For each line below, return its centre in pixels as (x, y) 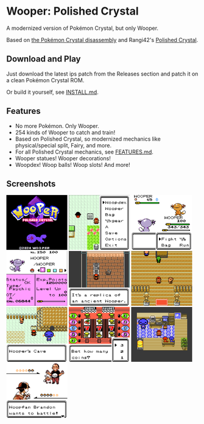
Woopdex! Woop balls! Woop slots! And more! (73, 164)
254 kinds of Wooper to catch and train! (65, 132)
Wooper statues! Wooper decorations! (63, 158)
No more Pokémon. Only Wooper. (57, 125)
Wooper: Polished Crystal (72, 11)
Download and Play (44, 59)
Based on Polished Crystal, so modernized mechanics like (88, 139)
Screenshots (31, 184)
